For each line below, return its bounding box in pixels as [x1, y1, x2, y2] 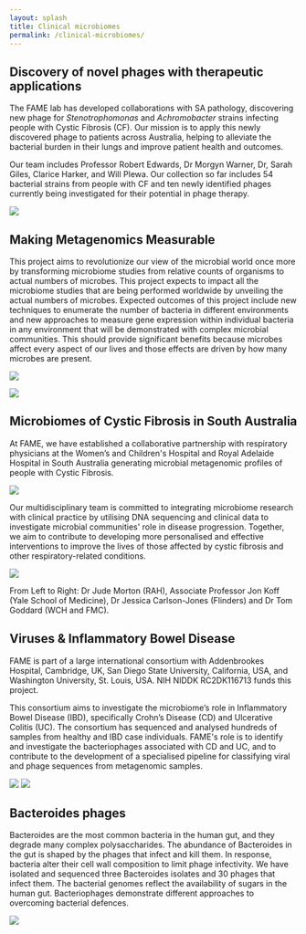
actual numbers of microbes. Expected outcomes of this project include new [9, 295, 297, 306]
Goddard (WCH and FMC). [9, 604, 110, 615]
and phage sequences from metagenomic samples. [9, 760, 204, 771]
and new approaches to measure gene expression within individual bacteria [9, 314, 294, 325]
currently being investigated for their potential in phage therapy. [9, 188, 249, 199]
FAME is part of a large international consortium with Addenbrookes [9, 655, 265, 666]
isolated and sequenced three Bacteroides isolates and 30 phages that [9, 868, 276, 879]
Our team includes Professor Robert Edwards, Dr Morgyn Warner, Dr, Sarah [9, 159, 293, 170]
